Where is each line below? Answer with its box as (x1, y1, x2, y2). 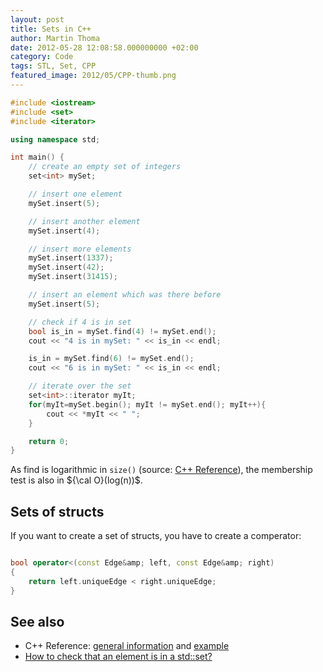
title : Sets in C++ (10, 24, 92, 34)
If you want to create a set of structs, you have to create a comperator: (10, 530, 302, 542)
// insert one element (28, 189, 123, 199)
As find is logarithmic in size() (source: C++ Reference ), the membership (10, 464, 313, 476)
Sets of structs (10, 503, 105, 520)
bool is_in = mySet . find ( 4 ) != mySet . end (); (28, 326, 217, 336)
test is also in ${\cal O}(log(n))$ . (10, 474, 143, 486)
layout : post (10, 14, 65, 25)
